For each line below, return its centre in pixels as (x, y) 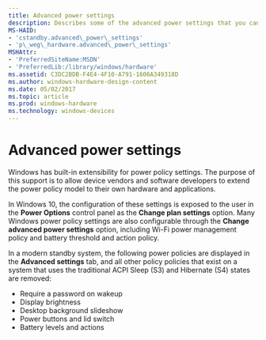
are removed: (30, 278)
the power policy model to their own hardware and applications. (112, 189)
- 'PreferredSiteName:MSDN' (55, 60)
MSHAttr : (23, 52)
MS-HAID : (23, 30)
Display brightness (50, 302)
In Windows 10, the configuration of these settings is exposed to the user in (131, 204)
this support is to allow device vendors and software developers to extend (129, 180)
